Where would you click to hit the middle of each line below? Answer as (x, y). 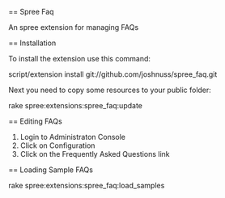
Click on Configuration (57, 145)
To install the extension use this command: (80, 59)
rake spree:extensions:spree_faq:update (76, 105)
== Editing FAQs (35, 121)
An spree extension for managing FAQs (74, 27)
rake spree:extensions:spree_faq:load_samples (87, 185)
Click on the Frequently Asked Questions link (95, 154)
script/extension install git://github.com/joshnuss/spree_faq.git (113, 74)
